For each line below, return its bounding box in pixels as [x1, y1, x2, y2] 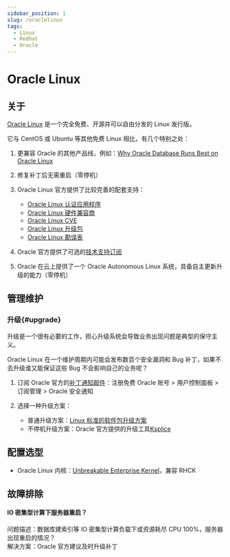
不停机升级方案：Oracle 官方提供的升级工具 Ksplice [27, 425, 172, 433]
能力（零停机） [29, 271, 72, 278]
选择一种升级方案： [16, 401, 72, 410]
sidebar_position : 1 [7, 10, 67, 17]
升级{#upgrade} [7, 315, 62, 324]
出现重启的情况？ [7, 534, 56, 542]
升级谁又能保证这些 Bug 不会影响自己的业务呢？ [12, 364, 148, 372]
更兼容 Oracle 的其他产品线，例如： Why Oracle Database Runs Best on [16, 149, 218, 157]
